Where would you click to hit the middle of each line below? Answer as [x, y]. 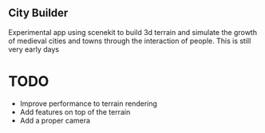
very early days [34, 49]
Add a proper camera [55, 120]
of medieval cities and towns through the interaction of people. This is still [130, 41]
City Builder [38, 13]
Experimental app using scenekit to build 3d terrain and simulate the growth [133, 32]
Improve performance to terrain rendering [89, 104]
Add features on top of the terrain [75, 111]
